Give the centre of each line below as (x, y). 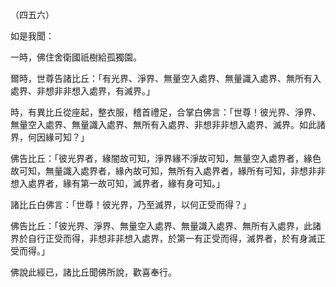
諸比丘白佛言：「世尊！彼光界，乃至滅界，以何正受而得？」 (131, 204)
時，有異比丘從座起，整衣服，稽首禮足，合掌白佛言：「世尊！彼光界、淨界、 (166, 112)
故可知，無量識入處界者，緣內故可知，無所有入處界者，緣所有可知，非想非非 (168, 171)
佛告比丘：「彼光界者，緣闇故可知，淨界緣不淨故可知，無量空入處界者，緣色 (166, 158)
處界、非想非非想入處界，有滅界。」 (82, 91)
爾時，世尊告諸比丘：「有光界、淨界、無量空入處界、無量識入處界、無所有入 (166, 78)
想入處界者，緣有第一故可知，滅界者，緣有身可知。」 (117, 183)
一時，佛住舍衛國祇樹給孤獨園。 (76, 57)
